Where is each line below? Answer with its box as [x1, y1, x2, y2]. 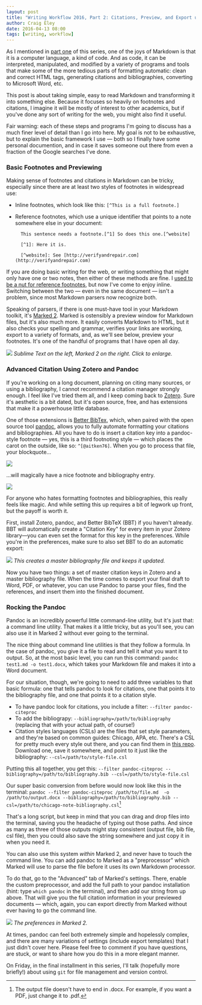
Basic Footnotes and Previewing [6, 164, 102, 172]
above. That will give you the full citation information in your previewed [6, 894, 182, 901]
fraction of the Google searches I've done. [6, 148, 111, 156]
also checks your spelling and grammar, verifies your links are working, [6, 325, 183, 332]
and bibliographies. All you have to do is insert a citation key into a [6, 429, 170, 436]
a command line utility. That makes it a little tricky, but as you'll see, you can [6, 623, 194, 631]
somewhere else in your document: [14, 220, 103, 227]
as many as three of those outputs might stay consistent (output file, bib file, [6, 825, 195, 833]
